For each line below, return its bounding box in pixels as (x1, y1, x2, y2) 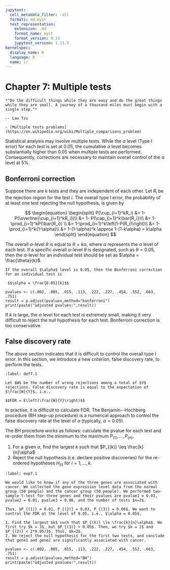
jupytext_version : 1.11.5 (14, 41, 70, 46)
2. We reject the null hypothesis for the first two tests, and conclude (5, 533, 165, 539)
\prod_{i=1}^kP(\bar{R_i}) (10, 220, 63, 227)
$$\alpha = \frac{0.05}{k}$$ (7, 280, 70, 286)
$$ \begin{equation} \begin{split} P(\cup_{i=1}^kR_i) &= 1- (25, 209, 146, 216)
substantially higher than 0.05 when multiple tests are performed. (5, 149, 142, 155)
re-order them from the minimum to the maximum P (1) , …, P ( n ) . (5, 433, 134, 440)
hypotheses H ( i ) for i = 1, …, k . (30, 460, 92, 467)
